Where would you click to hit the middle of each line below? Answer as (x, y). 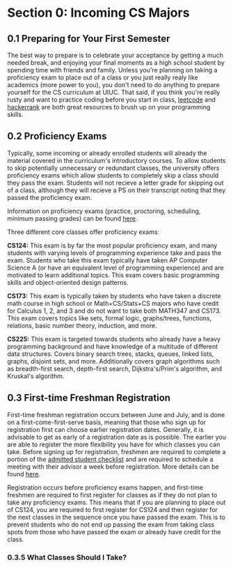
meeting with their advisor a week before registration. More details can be (113, 466)
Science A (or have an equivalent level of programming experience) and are (115, 267)
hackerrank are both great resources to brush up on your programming (109, 107)
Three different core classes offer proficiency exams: (83, 232)
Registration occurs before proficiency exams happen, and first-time (105, 487)
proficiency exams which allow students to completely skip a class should (113, 175)
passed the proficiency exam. (50, 197)
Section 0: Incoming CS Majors (98, 13)
